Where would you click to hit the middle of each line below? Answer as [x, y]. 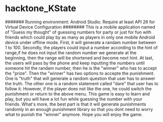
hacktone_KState [41, 8]
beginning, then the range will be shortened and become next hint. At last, [79, 58]
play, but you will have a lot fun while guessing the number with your [74, 99]
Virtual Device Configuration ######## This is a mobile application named [80, 27]
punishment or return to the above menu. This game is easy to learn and [77, 94]
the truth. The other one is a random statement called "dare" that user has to [82, 83]
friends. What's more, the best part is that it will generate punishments [76, 104]
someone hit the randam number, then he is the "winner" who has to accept [81, 68]
